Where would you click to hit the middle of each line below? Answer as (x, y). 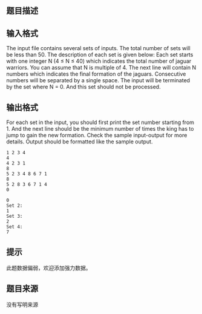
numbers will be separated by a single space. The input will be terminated (98, 80)
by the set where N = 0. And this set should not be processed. (84, 87)
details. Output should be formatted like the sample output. (80, 142)
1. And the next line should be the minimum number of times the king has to (100, 129)
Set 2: (15, 206)
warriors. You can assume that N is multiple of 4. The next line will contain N (101, 68)
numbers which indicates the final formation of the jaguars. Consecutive (96, 74)
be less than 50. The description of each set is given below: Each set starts (100, 55)
